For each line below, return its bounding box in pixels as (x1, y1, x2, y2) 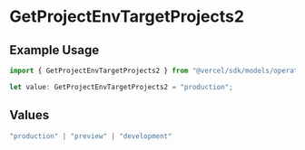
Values (9, 108, 50, 123)
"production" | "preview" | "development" (9, 131, 172, 141)
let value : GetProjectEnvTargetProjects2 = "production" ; (9, 82, 233, 91)
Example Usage (9, 42, 100, 58)
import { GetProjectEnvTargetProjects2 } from (9, 66, 189, 75)
